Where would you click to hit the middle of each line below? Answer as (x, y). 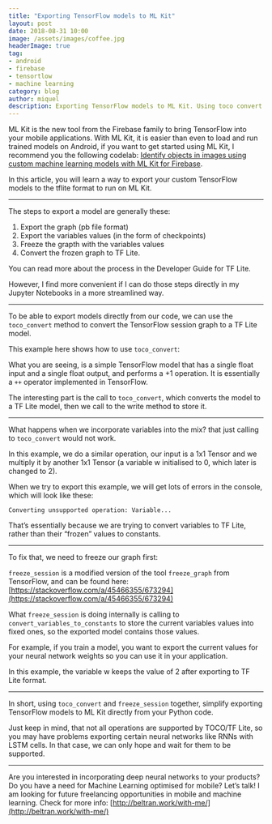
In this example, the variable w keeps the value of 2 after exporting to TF (130, 672)
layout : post (30, 23)
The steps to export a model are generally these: (89, 211)
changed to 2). (33, 472)
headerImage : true (39, 46)
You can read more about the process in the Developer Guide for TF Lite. (130, 269)
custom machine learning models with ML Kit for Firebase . (106, 164)
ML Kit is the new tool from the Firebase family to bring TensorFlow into (127, 130)
